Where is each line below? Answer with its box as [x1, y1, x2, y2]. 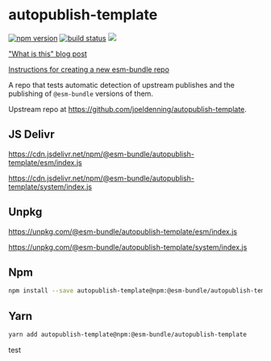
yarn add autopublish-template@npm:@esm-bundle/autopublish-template [8, 330, 248, 339]
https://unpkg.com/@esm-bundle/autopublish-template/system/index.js [8, 242, 248, 251]
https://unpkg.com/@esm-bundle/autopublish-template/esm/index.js [8, 226, 238, 236]
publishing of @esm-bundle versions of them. [8, 89, 153, 98]
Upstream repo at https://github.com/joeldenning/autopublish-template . [8, 104, 248, 114]
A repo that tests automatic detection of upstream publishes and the [8, 80, 236, 89]
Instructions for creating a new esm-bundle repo [8, 64, 169, 74]
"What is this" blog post [8, 48, 87, 58]
